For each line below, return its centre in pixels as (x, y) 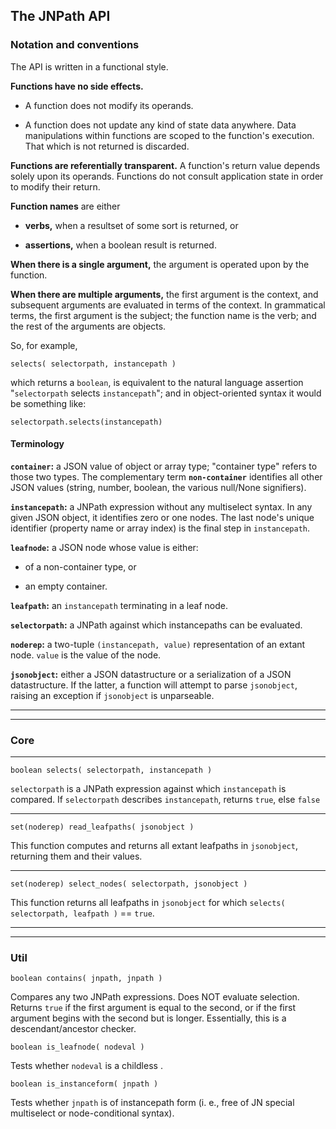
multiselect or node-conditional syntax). (92, 1113)
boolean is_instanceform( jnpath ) (84, 1084)
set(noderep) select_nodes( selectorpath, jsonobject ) (129, 884)
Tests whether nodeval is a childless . (86, 1066)
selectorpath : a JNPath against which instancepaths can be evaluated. (156, 625)
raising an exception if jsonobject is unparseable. (112, 695)
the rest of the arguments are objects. (88, 326)
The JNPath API (60, 16)
